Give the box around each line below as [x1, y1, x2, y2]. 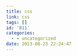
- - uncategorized [11, 36, 57, 41]
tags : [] [6, 19, 27, 25]
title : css [6, 8, 33, 15]
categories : [6, 30, 35, 36]
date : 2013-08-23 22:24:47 [6, 41, 72, 47]
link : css [6, 14, 30, 20]
